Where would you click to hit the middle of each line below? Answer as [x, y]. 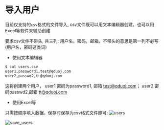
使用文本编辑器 [27, 57]
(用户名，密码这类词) [26, 47]
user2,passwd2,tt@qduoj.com [34, 76]
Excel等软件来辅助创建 [28, 30]
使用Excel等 [24, 102]
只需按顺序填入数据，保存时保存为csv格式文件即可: [57, 112]
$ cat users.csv [22, 66]
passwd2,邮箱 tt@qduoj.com [38, 92]
